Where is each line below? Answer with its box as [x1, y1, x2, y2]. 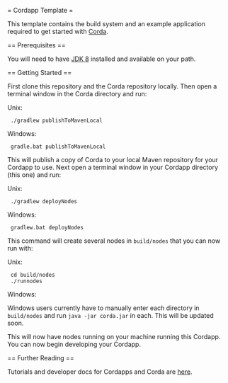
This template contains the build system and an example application [7, 20, 205, 28]
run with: [7, 244, 33, 252]
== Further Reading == [7, 354, 74, 362]
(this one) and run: [7, 171, 62, 179]
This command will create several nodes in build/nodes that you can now [7, 236, 221, 245]
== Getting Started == [7, 69, 72, 76]
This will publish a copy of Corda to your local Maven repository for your [7, 156, 218, 164]
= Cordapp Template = [7, 6, 74, 14]
